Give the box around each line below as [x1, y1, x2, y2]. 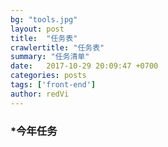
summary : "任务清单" [10, 52, 90, 62]
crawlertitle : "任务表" [10, 42, 105, 53]
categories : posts [10, 71, 87, 81]
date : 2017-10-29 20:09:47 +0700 [10, 61, 159, 71]
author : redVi [10, 89, 70, 99]
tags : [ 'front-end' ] [10, 80, 97, 90]
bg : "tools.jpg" [10, 14, 78, 25]
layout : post [10, 24, 65, 34]
